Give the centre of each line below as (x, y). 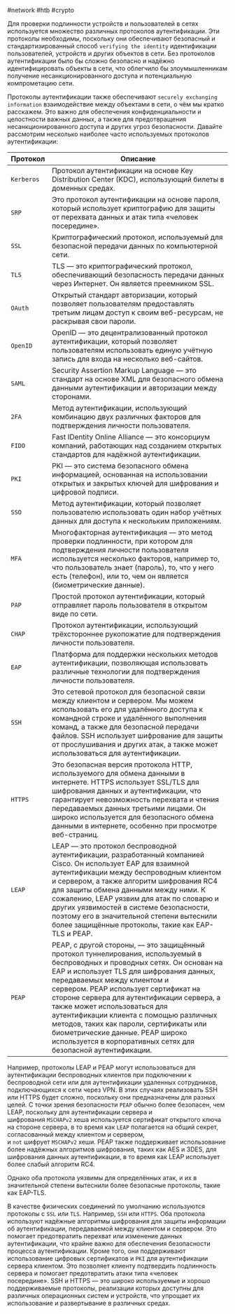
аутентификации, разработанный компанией (128, 855)
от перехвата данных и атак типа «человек (125, 217)
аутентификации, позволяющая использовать (130, 663)
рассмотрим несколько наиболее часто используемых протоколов (108, 134)
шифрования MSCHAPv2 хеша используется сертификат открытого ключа (114, 1120)
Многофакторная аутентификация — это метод (132, 532)
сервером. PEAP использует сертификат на (126, 989)
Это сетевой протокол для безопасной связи (128, 692)
